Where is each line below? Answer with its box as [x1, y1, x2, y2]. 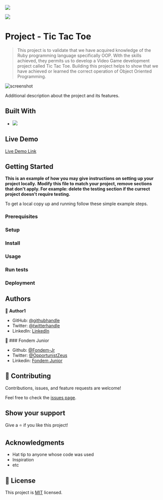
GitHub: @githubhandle [12, 317, 60, 323]
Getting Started [5, 162, 54, 170]
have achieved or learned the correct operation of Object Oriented [17, 68, 152, 74]
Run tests [5, 266, 29, 273]
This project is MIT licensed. [5, 489, 63, 495]
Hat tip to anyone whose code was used [12, 452, 94, 458]
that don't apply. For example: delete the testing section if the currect [5, 186, 150, 192]
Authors [5, 294, 31, 303]
